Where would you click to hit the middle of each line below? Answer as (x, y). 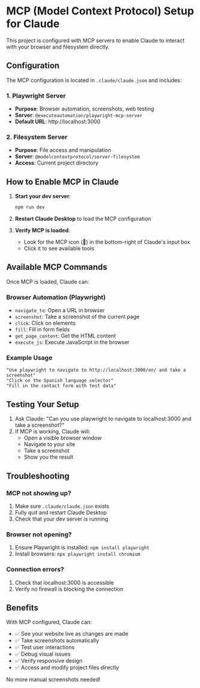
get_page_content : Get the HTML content (65, 336)
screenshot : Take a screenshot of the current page (77, 317)
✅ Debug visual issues (43, 654)
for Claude (33, 24)
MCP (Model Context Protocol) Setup (100, 11)
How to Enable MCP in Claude (63, 182)
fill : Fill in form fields (42, 330)
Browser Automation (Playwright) (56, 297)
